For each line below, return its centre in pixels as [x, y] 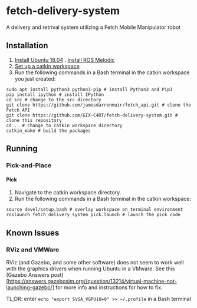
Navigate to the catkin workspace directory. [68, 193]
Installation [27, 46]
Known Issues [33, 233]
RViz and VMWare [33, 250]
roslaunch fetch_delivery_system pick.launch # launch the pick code [93, 215]
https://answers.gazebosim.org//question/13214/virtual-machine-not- [92, 281]
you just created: [35, 78]
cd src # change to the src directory [54, 100]
